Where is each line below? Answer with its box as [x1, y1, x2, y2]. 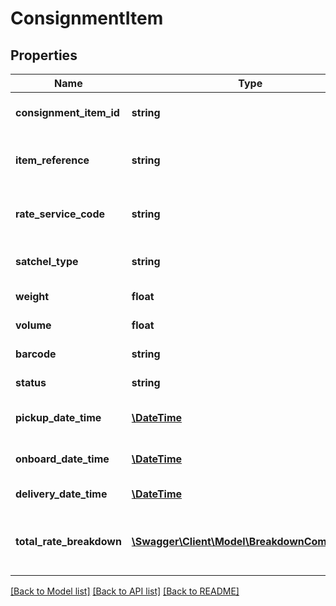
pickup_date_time [15, 411, 102, 424]
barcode [15, 347, 57, 361]
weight [15, 290, 50, 303]
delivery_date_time [15, 487, 108, 501]
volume [15, 318, 52, 332]
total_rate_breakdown [15, 535, 122, 548]
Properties [10, 47, 78, 64]
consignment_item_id [15, 106, 120, 119]
